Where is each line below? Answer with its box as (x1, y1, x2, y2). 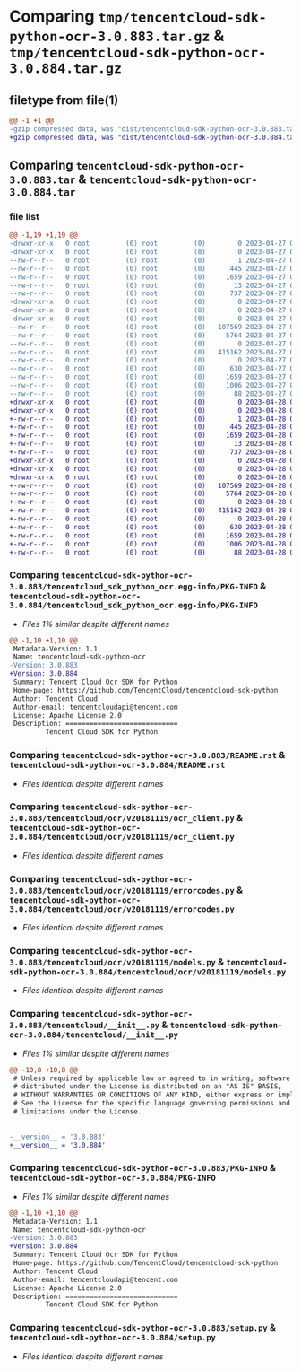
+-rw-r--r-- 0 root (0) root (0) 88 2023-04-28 (9, 547, 287, 557)
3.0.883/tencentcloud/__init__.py (9, 1020, 159, 1031)
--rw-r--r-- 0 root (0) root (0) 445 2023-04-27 (9, 264, 287, 273)
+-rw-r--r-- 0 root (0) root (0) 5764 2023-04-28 (9, 489, 287, 499)
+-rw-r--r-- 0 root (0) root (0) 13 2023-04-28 (9, 440, 287, 449)
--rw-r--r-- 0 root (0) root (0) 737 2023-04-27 (9, 289, 287, 298)
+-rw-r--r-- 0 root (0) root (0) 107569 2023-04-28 (9, 481, 287, 490)
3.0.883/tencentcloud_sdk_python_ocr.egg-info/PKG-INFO (9, 581, 258, 592)
